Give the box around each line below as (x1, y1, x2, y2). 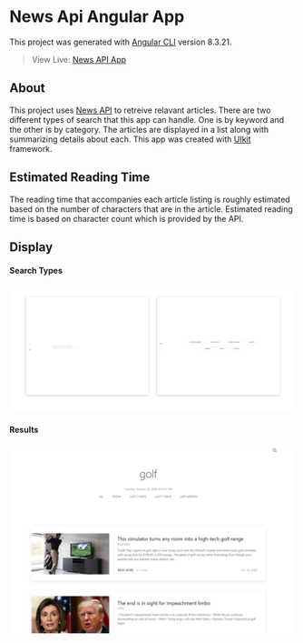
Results (9, 425, 39, 436)
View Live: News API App (31, 54, 127, 65)
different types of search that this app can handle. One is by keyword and (9, 114, 284, 125)
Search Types (9, 265, 64, 276)
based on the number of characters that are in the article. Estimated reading (9, 203, 293, 215)
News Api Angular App (9, 6, 185, 27)
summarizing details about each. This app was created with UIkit (9, 134, 251, 145)
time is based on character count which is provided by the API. (9, 213, 244, 224)
